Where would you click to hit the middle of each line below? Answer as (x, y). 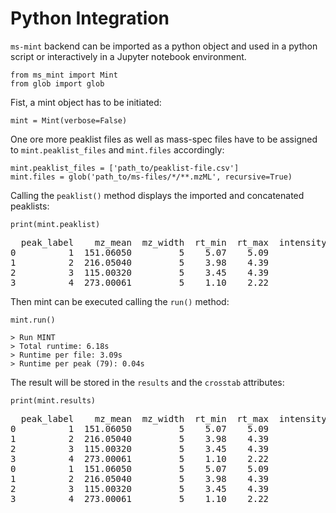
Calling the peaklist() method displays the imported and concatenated (157, 195)
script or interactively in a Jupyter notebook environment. (128, 56)
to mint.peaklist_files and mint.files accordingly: (117, 149)
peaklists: (30, 206)
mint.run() (33, 320)
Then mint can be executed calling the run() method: (120, 301)
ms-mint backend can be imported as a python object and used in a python (164, 46)
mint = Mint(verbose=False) (69, 120)
